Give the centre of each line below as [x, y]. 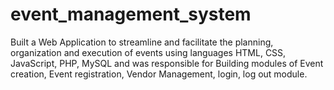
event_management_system [131, 14]
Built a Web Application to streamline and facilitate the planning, [142, 42]
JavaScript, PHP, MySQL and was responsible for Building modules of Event [167, 63]
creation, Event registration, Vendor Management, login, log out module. [159, 74]
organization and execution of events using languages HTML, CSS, [148, 52]
